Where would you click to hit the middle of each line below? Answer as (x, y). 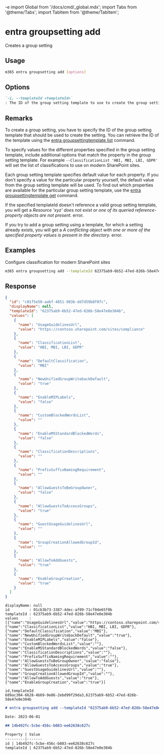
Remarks (19, 118)
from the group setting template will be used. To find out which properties (79, 185)
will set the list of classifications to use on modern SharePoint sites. (73, 165)
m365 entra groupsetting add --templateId (49, 271)
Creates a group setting (29, 45)
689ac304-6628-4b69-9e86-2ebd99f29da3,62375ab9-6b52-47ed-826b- (72, 695)
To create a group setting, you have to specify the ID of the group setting (78, 130)
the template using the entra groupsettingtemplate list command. (70, 140)
